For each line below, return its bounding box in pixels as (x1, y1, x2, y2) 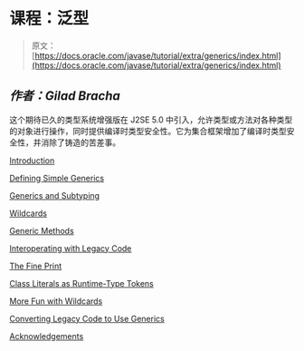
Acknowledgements (9, 330, 84, 341)
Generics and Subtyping (9, 190, 100, 200)
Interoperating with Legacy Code (9, 242, 132, 254)
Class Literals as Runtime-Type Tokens (9, 278, 154, 288)
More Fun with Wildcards (9, 296, 103, 307)
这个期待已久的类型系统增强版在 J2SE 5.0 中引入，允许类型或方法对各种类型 (9, 114, 293, 125)
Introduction (9, 155, 55, 166)
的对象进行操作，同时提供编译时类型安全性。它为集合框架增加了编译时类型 (9, 125, 287, 136)
